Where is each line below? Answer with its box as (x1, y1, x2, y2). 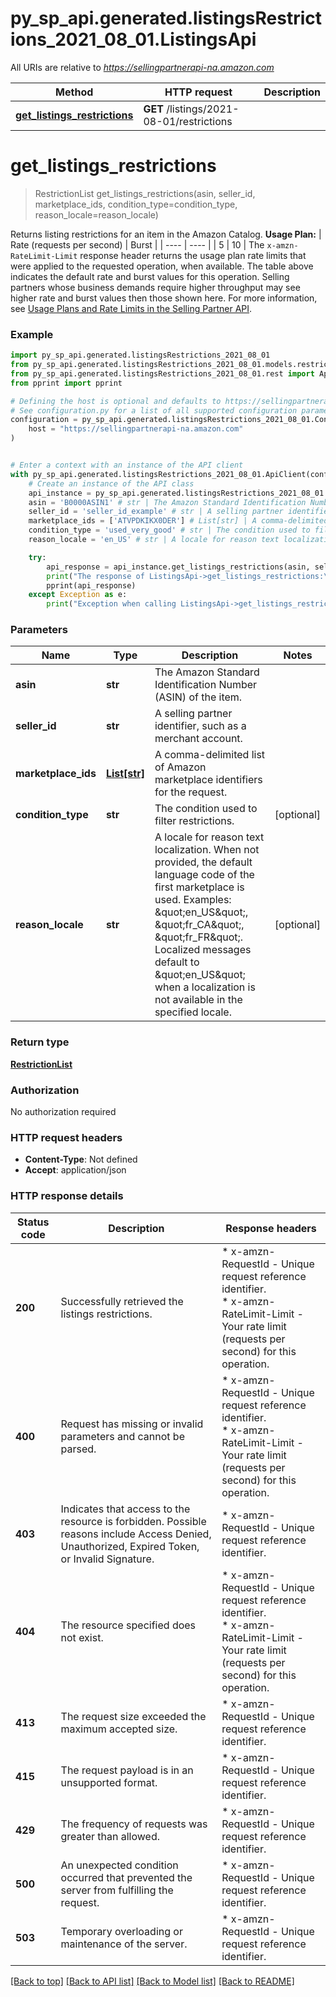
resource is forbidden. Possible (60, 1514, 207, 1528)
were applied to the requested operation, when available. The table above (10, 260, 314, 272)
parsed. (60, 1442, 97, 1456)
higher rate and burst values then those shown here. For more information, (10, 292, 318, 304)
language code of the (154, 868, 255, 882)
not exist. (60, 1630, 104, 1644)
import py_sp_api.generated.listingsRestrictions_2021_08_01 (10, 350, 271, 361)
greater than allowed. (60, 1829, 161, 1843)
